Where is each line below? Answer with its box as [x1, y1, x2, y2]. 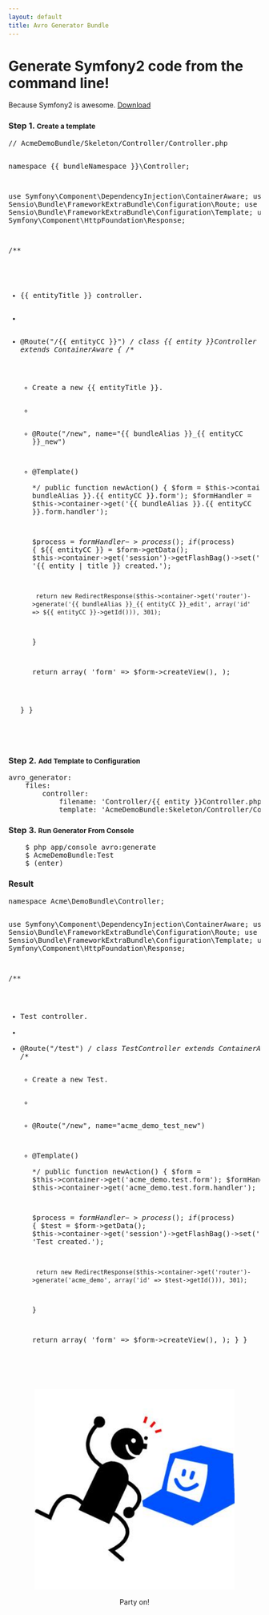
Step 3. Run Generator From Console [8, 824, 134, 836]
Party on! [119, 1597, 150, 1606]
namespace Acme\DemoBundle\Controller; [8, 896, 165, 905]
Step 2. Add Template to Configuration [8, 755, 141, 766]
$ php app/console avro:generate [25, 843, 157, 852]
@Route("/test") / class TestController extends [19, 1044, 215, 1053]
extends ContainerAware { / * [19, 344, 134, 354]
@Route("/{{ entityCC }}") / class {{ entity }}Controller [19, 336, 257, 346]
